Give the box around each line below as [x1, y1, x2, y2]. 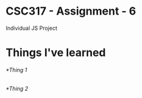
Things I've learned [5, 46, 106, 60]
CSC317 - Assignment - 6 [5, 4, 137, 18]
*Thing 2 [5, 85, 29, 93]
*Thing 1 [5, 66, 27, 74]
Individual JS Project [5, 24, 57, 32]
